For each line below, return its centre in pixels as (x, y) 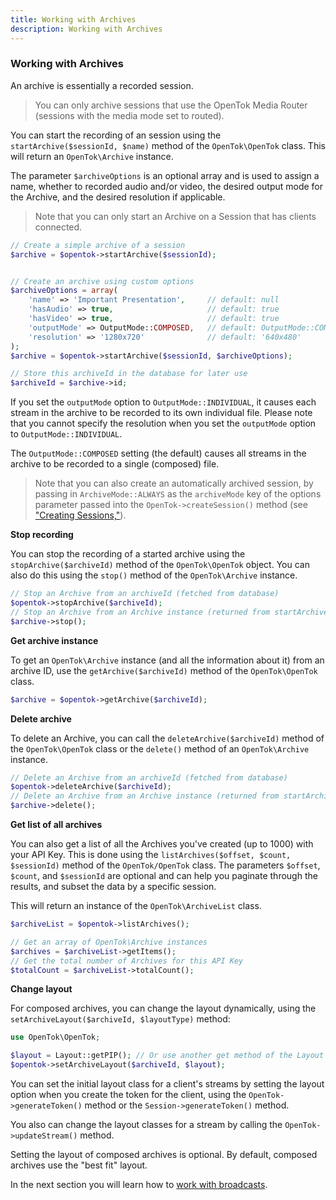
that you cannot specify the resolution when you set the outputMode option (163, 423)
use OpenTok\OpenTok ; (55, 1037)
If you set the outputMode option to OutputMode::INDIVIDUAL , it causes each (163, 402)
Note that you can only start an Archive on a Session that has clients (175, 216)
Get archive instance (54, 640)
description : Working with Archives (86, 29)
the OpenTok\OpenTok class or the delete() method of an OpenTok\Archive (160, 748)
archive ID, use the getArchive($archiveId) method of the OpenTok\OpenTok (164, 670)
